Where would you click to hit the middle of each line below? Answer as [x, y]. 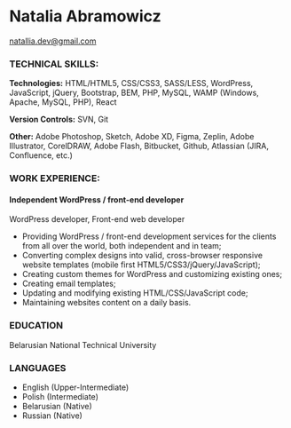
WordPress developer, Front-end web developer [97, 219]
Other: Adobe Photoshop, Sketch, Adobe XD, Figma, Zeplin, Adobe [132, 137]
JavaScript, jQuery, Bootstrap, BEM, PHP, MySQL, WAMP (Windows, [134, 93]
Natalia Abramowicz [85, 16]
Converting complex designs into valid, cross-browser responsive [142, 256]
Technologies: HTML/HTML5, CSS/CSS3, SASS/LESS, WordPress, [131, 83]
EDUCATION [36, 326]
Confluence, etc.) [41, 155]
